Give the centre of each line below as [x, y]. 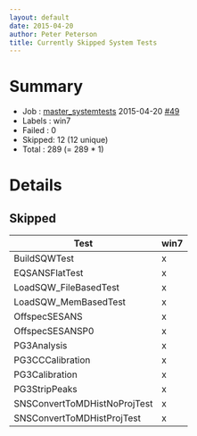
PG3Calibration [45, 374]
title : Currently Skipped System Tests [83, 42]
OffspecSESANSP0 [54, 331]
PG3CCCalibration [52, 360]
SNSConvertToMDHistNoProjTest [83, 404]
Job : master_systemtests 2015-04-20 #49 [101, 112]
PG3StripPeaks [45, 390]
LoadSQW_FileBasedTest [67, 288]
